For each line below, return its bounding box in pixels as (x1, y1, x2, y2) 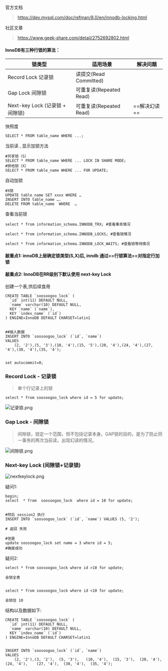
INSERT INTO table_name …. (5, 197, 61, 202)
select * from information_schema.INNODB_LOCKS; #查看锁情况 (5, 232, 131, 237)
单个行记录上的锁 (17, 385, 53, 391)
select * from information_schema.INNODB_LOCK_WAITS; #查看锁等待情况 (5, 242, 150, 247)
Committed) (75, 77, 104, 84)
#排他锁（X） (5, 164, 28, 169)
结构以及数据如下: (5, 607, 42, 613)
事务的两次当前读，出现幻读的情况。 (21, 437, 96, 443)
